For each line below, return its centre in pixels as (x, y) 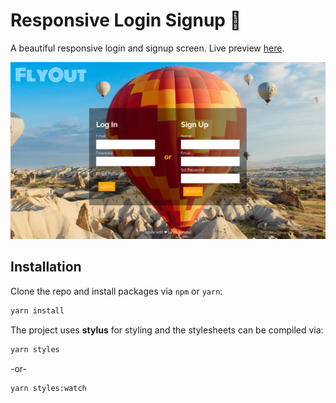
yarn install (37, 310)
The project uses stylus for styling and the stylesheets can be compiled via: (167, 330)
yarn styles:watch (48, 388)
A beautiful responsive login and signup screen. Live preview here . (147, 48)
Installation (46, 267)
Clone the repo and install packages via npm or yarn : (116, 291)
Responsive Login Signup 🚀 (126, 20)
